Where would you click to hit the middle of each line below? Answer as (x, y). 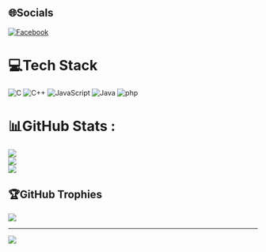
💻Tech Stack (53, 66)
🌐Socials (31, 13)
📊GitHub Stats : (62, 126)
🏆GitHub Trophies (55, 195)
